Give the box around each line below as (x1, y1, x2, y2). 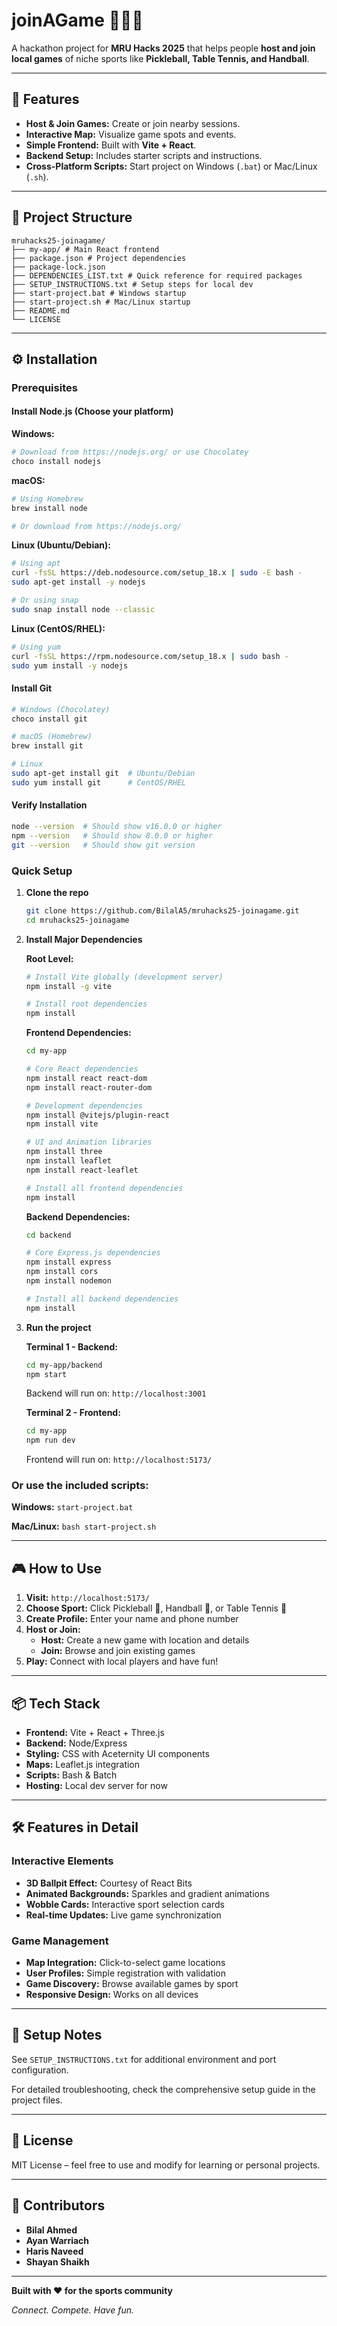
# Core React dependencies (25, 1064, 139, 1074)
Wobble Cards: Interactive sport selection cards (25, 1898, 225, 1910)
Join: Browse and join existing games (40, 1645, 196, 1657)
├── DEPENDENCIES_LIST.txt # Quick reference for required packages (11, 270, 303, 281)
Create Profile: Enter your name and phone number (25, 1613, 239, 1625)
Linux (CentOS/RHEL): (11, 622, 106, 634)
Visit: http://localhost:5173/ (25, 1592, 150, 1604)
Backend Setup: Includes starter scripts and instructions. (25, 149, 263, 161)
